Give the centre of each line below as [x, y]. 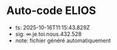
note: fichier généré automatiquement [63, 40]
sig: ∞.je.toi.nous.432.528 [48, 34]
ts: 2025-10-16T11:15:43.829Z [52, 27]
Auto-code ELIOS [51, 11]
